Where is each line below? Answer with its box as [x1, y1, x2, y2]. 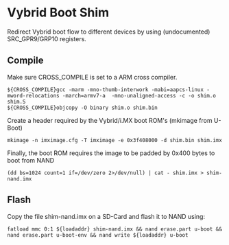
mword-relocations [7, 92, 60, 99]
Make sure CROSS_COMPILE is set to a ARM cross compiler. [7, 73, 178, 81]
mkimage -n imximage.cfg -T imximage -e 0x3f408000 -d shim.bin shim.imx [7, 137, 223, 143]
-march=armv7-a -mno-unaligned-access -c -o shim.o [62, 92, 216, 99]
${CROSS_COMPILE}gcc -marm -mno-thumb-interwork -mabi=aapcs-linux [7, 86, 204, 93]
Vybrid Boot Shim [7, 5, 110, 21]
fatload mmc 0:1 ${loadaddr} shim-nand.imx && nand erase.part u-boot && [7, 225, 223, 233]
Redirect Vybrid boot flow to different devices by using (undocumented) [7, 27, 210, 36]
